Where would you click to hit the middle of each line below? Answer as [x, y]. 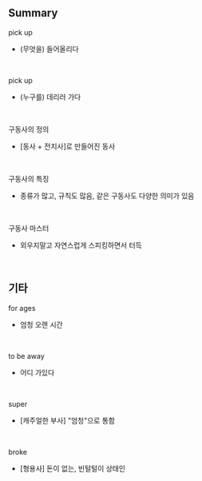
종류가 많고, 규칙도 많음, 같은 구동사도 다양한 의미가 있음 [107, 196]
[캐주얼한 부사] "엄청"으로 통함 [67, 420]
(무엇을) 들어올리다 [49, 49]
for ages [22, 308]
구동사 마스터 [29, 228]
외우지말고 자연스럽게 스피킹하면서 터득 [81, 245]
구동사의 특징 [29, 178]
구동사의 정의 [29, 129]
